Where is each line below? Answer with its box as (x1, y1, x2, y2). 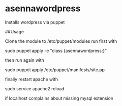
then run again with (5, 57, 44, 63)
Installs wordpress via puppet (5, 19, 65, 25)
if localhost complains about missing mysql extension (5, 95, 114, 101)
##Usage (5, 28, 24, 34)
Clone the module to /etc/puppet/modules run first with (5, 38, 117, 44)
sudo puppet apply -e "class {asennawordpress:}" (5, 48, 107, 53)
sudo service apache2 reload (5, 85, 64, 91)
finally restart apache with (5, 76, 58, 82)
